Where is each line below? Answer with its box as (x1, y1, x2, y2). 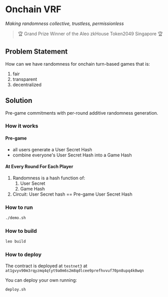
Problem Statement (5, 47, 68, 56)
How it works (5, 122, 39, 129)
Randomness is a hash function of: (12, 175, 85, 181)
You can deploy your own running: (5, 277, 77, 283)
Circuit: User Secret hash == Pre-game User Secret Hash (12, 191, 133, 197)
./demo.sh (5, 215, 26, 221)
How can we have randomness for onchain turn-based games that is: (5, 61, 150, 67)
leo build (5, 239, 26, 244)
